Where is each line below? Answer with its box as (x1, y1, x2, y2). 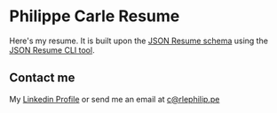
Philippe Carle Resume (9, 6, 180, 26)
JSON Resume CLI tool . (9, 44, 95, 55)
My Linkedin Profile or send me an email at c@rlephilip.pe (9, 94, 220, 104)
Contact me (9, 71, 75, 86)
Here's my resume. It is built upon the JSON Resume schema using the (9, 35, 269, 46)
